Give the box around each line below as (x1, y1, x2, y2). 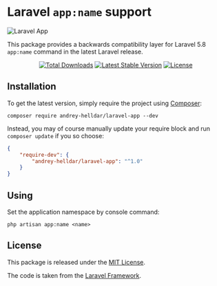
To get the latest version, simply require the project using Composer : (7, 99, 202, 107)
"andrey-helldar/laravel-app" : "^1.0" (32, 157, 143, 165)
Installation (7, 80, 56, 93)
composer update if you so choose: (7, 131, 105, 140)
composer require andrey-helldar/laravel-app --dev (7, 112, 158, 119)
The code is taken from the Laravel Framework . (7, 271, 142, 279)
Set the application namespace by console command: (7, 208, 160, 216)
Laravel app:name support (7, 4, 152, 20)
